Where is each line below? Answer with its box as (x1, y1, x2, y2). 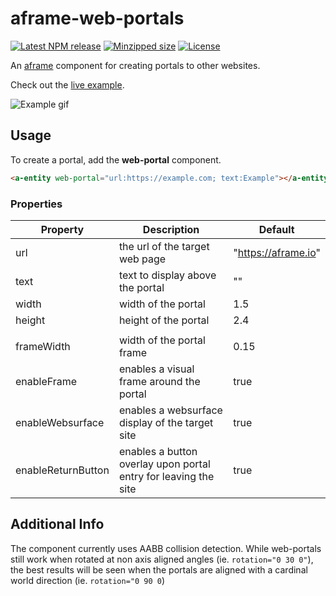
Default (258, 222, 295, 236)
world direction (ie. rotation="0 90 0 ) (10, 574, 166, 586)
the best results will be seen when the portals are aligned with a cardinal (10, 563, 308, 576)
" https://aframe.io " (233, 245, 321, 259)
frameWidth (15, 339, 71, 353)
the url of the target (118, 239, 210, 253)
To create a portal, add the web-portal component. (10, 153, 222, 166)
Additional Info (10, 516, 105, 533)
